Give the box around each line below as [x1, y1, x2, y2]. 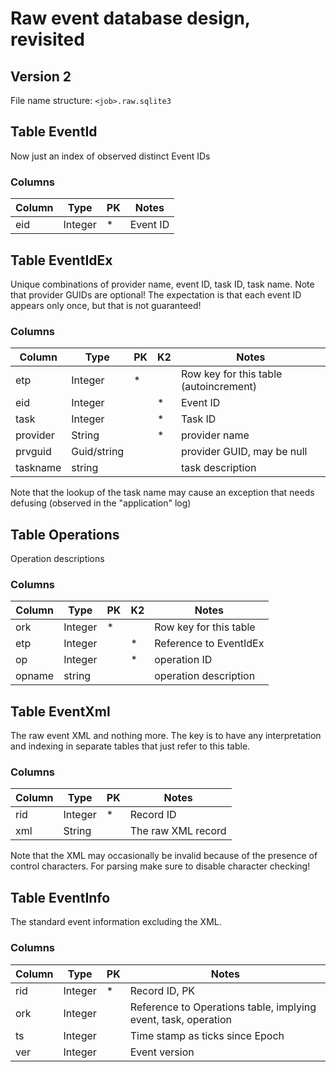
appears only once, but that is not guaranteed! [10, 299, 202, 311]
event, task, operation [129, 1012, 233, 1026]
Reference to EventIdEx [154, 637, 265, 651]
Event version [129, 1045, 195, 1059]
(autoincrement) [180, 380, 258, 394]
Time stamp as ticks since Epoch [129, 1028, 285, 1042]
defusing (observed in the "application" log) [10, 497, 192, 509]
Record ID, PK [129, 983, 196, 997]
